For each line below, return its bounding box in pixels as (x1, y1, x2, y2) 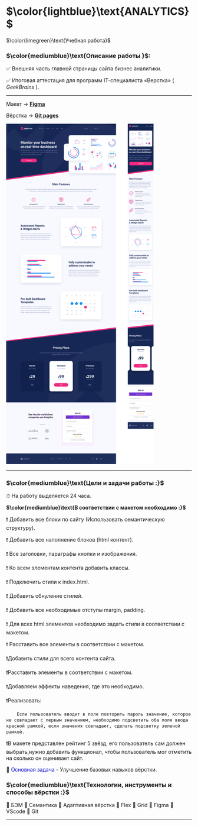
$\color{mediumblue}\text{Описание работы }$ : (6, 51, 151, 60)
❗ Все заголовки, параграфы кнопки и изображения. (6, 550, 137, 557)
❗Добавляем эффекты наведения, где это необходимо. (6, 682, 144, 690)
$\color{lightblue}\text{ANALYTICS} (6, 5, 190, 18)
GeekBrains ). (6, 83, 39, 90)
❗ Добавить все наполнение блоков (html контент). (6, 536, 134, 543)
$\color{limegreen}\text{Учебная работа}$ (6, 37, 111, 44)
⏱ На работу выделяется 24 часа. (6, 492, 91, 499)
